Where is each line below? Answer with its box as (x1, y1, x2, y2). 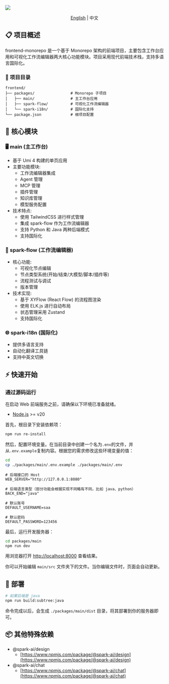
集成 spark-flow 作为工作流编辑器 (20, 220, 90, 226)
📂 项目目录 (5, 73, 31, 80)
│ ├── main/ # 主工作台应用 (5, 96, 98, 102)
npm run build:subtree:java (5, 598, 64, 603)
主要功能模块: (12, 163, 41, 169)
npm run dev (5, 543, 30, 548)
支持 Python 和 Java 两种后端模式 (20, 226, 90, 232)
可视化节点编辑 (20, 265, 51, 271)
